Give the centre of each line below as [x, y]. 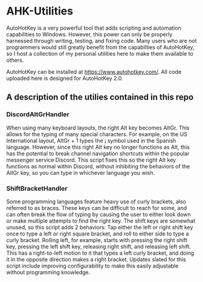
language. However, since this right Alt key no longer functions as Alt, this [98, 147]
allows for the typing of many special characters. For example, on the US [97, 134]
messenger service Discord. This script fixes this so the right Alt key [91, 160]
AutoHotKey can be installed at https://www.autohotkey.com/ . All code [94, 71]
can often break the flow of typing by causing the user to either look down [99, 214]
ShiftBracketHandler [37, 188]
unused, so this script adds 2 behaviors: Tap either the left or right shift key [100, 227]
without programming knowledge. [48, 272]
